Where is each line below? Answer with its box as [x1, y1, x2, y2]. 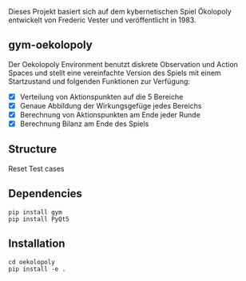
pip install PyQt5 [8, 215, 69, 223]
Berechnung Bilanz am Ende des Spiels [19, 119, 149, 129]
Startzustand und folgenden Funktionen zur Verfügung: [8, 76, 190, 86]
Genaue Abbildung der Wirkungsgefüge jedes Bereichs [19, 101, 202, 110]
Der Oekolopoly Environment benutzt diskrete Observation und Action [8, 59, 238, 69]
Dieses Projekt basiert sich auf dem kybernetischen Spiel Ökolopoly [8, 7, 232, 16]
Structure [8, 143, 58, 156]
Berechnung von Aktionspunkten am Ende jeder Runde [19, 109, 201, 119]
